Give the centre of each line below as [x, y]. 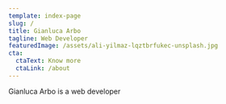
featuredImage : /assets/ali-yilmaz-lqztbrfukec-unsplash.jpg [113, 46]
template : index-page [45, 16]
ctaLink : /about [43, 69]
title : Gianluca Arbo [45, 31]
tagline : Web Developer [48, 38]
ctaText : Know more [48, 61]
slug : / [21, 23]
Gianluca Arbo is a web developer [65, 91]
